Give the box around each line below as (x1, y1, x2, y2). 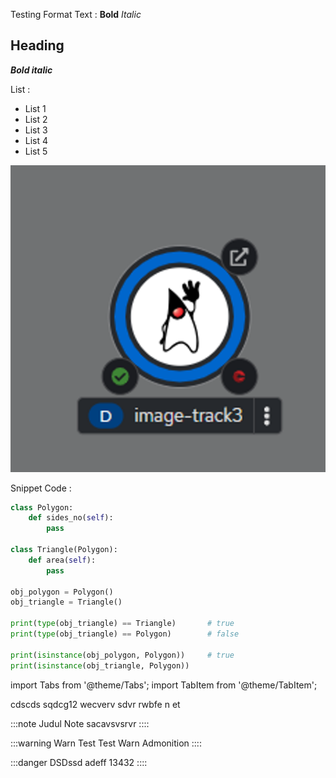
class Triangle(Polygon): (10, 545, 118, 555)
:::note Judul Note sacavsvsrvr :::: (10, 717, 150, 729)
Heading (10, 37, 65, 54)
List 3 (24, 124, 48, 136)
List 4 (24, 134, 49, 146)
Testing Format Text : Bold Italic (10, 9, 142, 20)
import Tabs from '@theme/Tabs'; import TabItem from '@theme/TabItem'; (10, 679, 318, 691)
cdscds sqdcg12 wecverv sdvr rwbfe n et (10, 698, 181, 710)
